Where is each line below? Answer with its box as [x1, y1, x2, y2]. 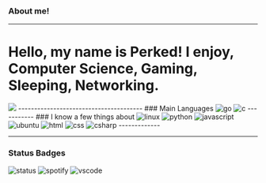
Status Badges [8, 148, 66, 159]
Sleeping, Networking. [8, 77, 160, 95]
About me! [8, 6, 50, 17]
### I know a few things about [35, 112, 135, 121]
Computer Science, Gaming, [8, 60, 198, 78]
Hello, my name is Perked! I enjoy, [8, 43, 234, 61]
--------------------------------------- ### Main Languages [17, 104, 214, 114]
